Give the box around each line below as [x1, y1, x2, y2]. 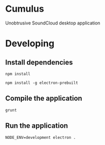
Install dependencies [5, 58, 73, 67]
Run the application [5, 122, 68, 130]
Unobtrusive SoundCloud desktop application [5, 20, 100, 26]
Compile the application [5, 94, 83, 103]
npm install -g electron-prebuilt [5, 80, 79, 85]
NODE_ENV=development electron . [5, 135, 76, 140]
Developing [5, 38, 55, 49]
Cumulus [5, 3, 44, 15]
